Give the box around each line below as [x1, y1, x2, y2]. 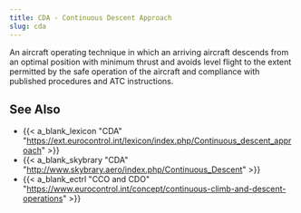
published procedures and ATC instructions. [9, 75, 174, 86]
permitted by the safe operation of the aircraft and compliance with [9, 65, 260, 77]
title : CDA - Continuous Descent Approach [9, 13, 172, 23]
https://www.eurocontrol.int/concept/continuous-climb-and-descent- [26, 183, 286, 195]
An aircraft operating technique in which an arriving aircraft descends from [9, 46, 289, 57]
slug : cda [9, 22, 47, 31]
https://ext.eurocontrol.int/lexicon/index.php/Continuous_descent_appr [26, 135, 292, 146]
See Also [9, 102, 61, 117]
